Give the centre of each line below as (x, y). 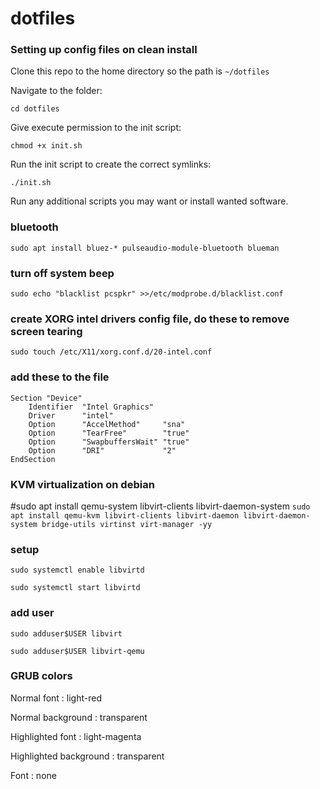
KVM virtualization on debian (82, 484)
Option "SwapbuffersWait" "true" (109, 442)
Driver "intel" (71, 415)
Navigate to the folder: (56, 91)
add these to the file (60, 377)
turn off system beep (62, 273)
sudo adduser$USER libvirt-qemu (77, 651)
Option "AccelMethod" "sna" (107, 424)
